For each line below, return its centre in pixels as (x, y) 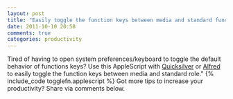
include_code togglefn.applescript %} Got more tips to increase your (105, 81)
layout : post (26, 13)
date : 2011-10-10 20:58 (42, 26)
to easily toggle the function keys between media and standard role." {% (111, 74)
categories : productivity (44, 39)
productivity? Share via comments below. (66, 89)
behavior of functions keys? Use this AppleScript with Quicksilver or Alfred (114, 66)
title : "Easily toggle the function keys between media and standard (110, 20)
